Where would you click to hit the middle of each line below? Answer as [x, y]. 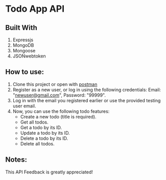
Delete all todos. [37, 143]
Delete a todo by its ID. [44, 138]
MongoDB [23, 45]
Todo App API [35, 9]
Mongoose [24, 51]
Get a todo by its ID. [41, 127]
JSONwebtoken [29, 56]
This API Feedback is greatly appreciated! [49, 172]
